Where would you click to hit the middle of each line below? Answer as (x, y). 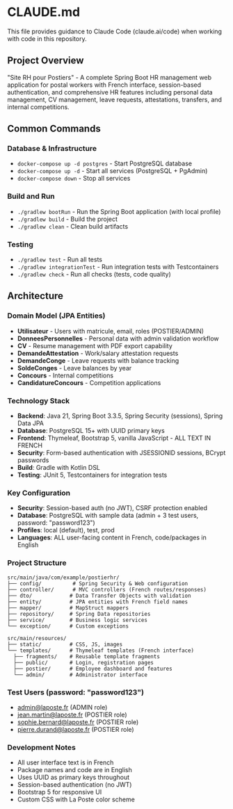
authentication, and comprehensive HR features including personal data (110, 92)
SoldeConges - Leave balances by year (74, 368)
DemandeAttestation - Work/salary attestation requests (98, 353)
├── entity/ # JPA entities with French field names (98, 602)
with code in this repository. (47, 38)
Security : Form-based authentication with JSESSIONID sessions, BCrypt (121, 453)
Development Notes (42, 747)
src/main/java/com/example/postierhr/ (63, 578)
